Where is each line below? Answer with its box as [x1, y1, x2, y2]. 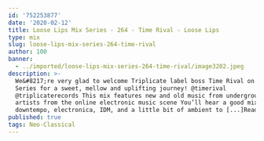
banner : [8, 56, 34, 63]
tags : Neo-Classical [8, 121, 76, 128]
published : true [8, 114, 61, 121]
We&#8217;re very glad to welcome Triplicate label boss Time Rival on [15, 77, 255, 85]
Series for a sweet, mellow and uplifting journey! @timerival [15, 84, 226, 92]
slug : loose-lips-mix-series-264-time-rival [8, 41, 156, 49]
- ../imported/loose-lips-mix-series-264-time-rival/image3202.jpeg [15, 63, 244, 70]
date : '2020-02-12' [8, 19, 72, 27]
